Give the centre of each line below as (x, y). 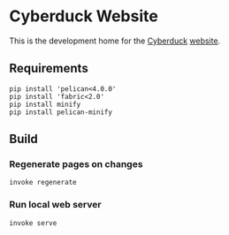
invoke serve (33, 223)
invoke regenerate (43, 183)
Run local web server (55, 205)
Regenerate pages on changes (76, 164)
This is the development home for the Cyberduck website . (115, 41)
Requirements (49, 68)
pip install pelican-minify (61, 112)
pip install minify (45, 104)
